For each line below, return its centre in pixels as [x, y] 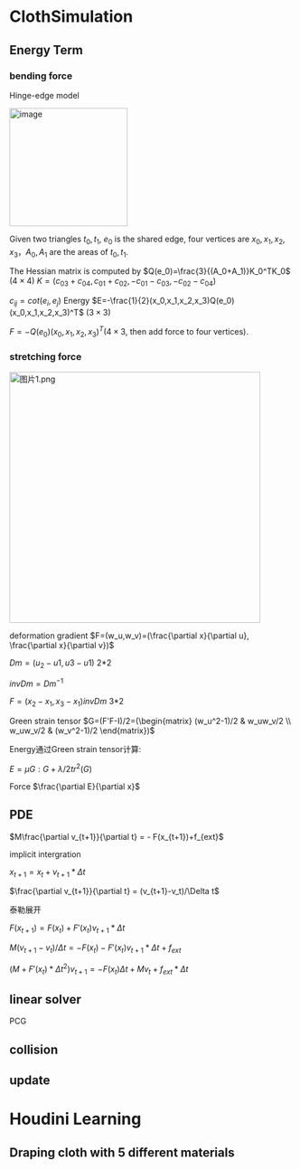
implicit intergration [45, 854]
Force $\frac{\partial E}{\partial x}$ [75, 786]
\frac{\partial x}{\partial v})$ [62, 645]
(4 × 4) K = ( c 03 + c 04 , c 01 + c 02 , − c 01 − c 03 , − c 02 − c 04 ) [113, 282]
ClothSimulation [71, 17]
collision [34, 1049]
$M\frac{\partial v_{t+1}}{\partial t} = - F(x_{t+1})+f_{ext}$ [117, 836]
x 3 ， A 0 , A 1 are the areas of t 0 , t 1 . [69, 253]
